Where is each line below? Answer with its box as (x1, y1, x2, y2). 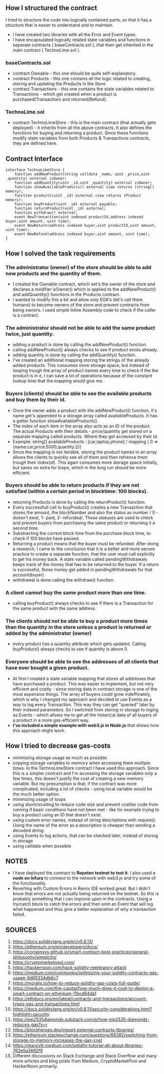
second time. (12, 525, 39, 531)
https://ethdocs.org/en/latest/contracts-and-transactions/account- (12, 996, 147, 1002)
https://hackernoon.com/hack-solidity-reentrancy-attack (12, 965, 127, 970)
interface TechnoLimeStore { (5, 168, 65, 172)
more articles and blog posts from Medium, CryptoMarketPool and (12, 1058, 146, 1064)
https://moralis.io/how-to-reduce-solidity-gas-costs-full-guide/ (12, 980, 141, 986)
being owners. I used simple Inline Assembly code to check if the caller (12, 307, 156, 313)
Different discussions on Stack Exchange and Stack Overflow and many (12, 1053, 157, 1059)
